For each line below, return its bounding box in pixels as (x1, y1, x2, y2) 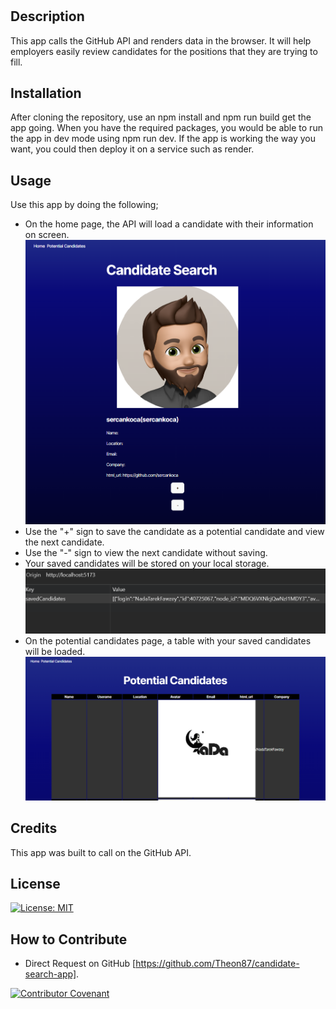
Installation (10, 85, 82, 102)
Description (10, 8, 85, 25)
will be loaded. (24, 645, 86, 657)
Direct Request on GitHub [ (24, 958, 137, 970)
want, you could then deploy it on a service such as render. (10, 143, 255, 155)
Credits (10, 820, 58, 837)
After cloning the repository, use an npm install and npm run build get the (10, 111, 312, 123)
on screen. (24, 229, 70, 241)
